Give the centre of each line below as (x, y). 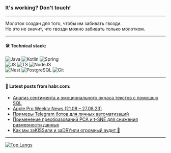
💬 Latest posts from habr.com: (38, 86)
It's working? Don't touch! (38, 8)
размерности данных (36, 124)
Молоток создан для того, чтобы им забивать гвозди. (64, 23)
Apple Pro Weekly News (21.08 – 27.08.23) (57, 108)
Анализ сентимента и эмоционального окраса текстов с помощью (85, 97)
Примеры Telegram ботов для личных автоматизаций (71, 114)
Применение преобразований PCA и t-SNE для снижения (75, 119)
